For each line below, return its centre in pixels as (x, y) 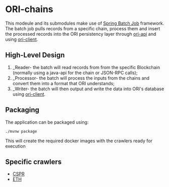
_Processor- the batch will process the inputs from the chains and (81, 78)
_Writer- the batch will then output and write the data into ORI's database (88, 89)
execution (16, 146)
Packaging (22, 110)
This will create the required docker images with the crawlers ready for (79, 141)
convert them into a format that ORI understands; (64, 83)
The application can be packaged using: (47, 122)
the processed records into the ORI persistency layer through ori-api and (81, 34)
